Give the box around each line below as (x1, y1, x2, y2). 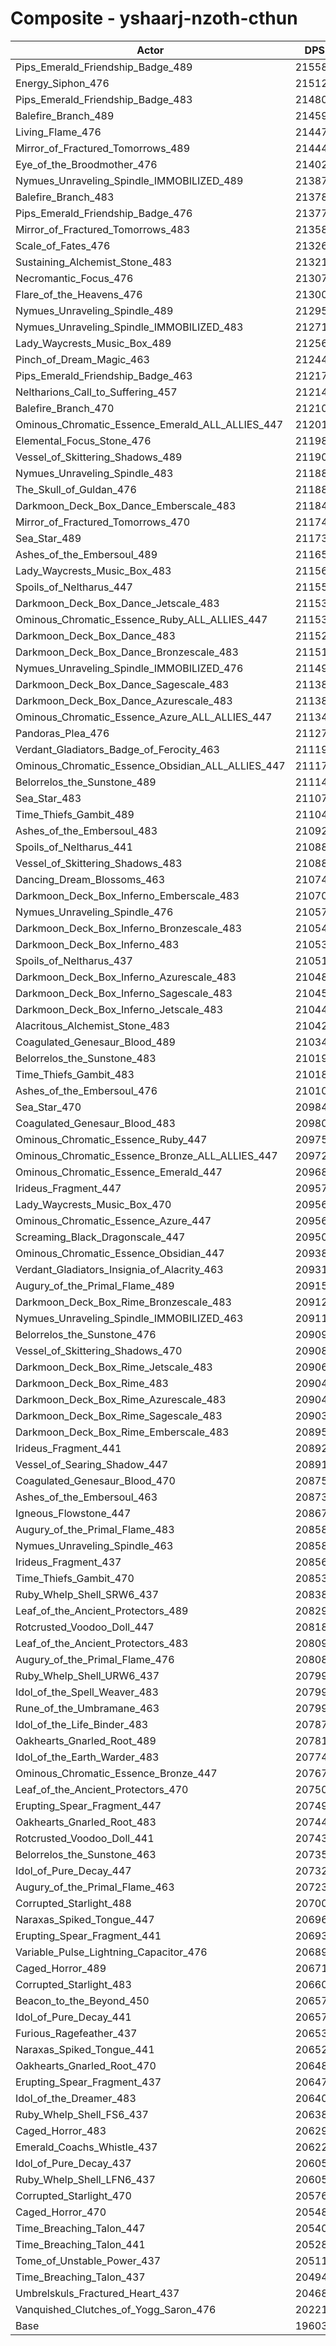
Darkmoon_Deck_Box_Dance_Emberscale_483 (15, 498, 237, 512)
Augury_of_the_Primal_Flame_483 (15, 1522, 175, 1536)
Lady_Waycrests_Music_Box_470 (15, 1197, 172, 1211)
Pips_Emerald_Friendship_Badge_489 (15, 60, 193, 74)
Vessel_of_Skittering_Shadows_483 (15, 856, 183, 870)
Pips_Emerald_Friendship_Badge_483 (15, 92, 193, 106)
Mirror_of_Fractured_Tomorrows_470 (15, 515, 191, 529)
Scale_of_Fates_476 (15, 238, 111, 252)
